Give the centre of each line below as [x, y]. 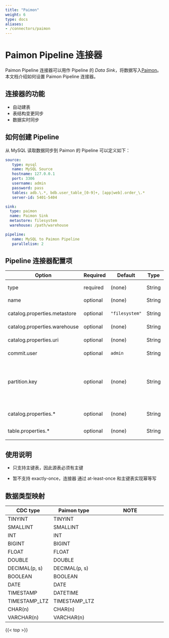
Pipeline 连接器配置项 [39, 261]
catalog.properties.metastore [42, 314]
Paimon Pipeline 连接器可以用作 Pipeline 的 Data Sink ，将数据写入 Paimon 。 [83, 70]
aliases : [14, 24]
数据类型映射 [25, 496]
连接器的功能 [25, 94]
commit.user [23, 353]
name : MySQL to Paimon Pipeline [46, 239]
